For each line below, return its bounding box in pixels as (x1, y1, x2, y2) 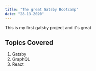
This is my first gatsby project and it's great (5, 24, 92, 30)
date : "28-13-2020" (5, 12, 44, 16)
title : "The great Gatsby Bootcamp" (5, 7, 79, 12)
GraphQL (12, 56, 30, 62)
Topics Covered (5, 38, 54, 47)
